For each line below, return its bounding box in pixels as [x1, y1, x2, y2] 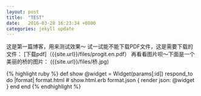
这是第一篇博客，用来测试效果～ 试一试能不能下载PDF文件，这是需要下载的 [6, 43, 194, 50]
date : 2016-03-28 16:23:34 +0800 [6, 20, 96, 26]
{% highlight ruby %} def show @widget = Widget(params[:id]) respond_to [6, 70, 193, 77]
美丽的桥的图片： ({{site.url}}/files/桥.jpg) [6, 58, 109, 65]
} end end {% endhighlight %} [6, 83, 81, 91]
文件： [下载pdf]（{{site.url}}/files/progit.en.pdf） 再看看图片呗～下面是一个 [6, 51, 195, 58]
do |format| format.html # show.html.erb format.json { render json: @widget [6, 77, 195, 84]
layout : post [6, 8, 39, 15]
